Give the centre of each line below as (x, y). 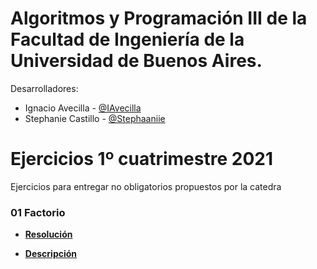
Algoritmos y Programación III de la (159, 18)
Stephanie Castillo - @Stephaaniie (95, 118)
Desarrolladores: (44, 88)
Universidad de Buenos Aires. (136, 61)
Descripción (51, 254)
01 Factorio (38, 212)
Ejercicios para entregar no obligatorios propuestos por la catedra (146, 186)
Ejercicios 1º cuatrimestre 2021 (141, 159)
